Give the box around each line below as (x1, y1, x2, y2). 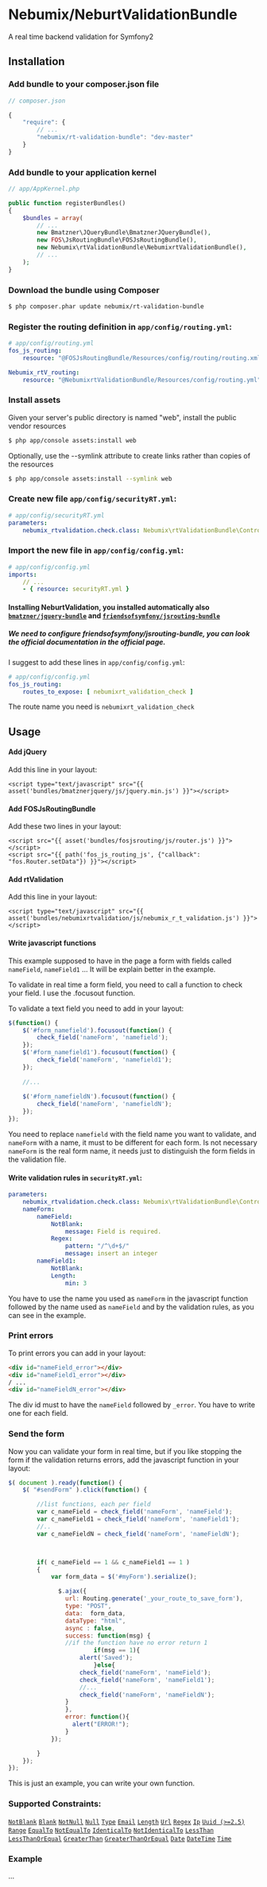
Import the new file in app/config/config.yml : (8, 545, 184, 556)
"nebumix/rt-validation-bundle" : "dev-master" (37, 133, 194, 141)
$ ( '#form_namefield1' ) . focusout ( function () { (22, 1049, 176, 1057)
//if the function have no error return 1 (64, 1639, 208, 1647)
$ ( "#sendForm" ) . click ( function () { (22, 1486, 148, 1495)
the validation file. (8, 1154, 67, 1164)
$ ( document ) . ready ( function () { (8, 1479, 123, 1487)
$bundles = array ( (22, 214, 83, 222)
